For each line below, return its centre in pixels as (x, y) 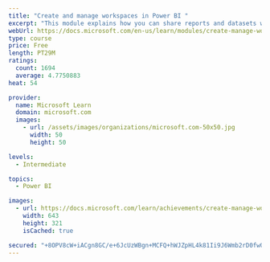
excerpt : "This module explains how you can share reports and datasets (133, 23)
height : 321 (43, 223)
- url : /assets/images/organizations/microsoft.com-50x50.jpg (129, 128)
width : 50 (46, 135)
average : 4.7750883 (48, 76)
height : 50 (48, 142)
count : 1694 (36, 68)
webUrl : (21, 31)
